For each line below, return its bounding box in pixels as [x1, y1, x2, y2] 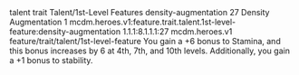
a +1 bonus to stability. [9, 55, 93, 65]
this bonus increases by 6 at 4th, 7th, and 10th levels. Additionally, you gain [9, 45, 290, 56]
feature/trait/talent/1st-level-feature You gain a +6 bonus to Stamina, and [9, 36, 281, 46]
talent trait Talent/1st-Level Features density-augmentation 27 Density [9, 7, 270, 17]
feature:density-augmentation [9, 26, 121, 37]
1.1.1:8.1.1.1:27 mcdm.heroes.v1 [121, 26, 233, 37]
